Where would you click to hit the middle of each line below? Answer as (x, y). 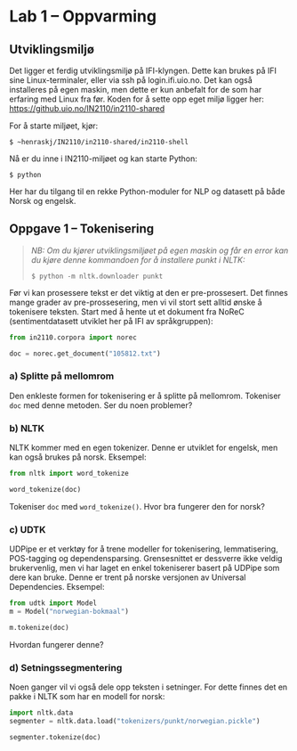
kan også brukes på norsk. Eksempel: (78, 457)
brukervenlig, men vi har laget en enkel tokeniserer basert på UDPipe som (144, 568)
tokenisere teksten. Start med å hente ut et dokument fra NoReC (127, 311)
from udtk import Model (53, 603)
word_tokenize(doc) (45, 490)
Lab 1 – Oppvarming (83, 16)
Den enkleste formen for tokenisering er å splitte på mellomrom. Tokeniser (145, 396)
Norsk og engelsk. (43, 201)
